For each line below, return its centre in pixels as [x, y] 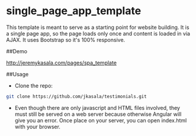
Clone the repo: [34, 85]
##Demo [17, 51]
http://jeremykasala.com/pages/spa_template [62, 63]
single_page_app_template [74, 11]
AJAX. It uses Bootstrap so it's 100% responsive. [66, 40]
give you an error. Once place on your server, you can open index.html [101, 120]
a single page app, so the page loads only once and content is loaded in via [98, 33]
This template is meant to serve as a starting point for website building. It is [98, 27]
